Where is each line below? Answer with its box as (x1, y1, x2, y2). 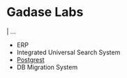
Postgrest (16, 55, 45, 63)
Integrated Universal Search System (16, 48, 121, 56)
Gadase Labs (6, 4, 84, 20)
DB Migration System (16, 63, 78, 71)
